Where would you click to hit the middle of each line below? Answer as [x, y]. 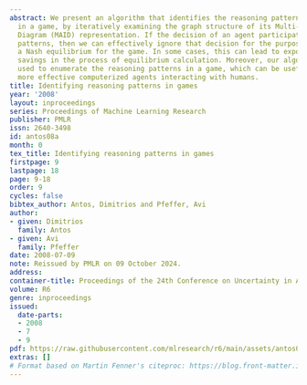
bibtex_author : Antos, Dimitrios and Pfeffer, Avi [108, 205]
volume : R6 [30, 289]
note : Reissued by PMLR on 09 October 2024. [95, 264]
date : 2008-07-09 [42, 255]
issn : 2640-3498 [40, 129]
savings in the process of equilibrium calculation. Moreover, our [149, 60]
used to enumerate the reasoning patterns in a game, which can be [149, 69]
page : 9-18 [30, 179]
